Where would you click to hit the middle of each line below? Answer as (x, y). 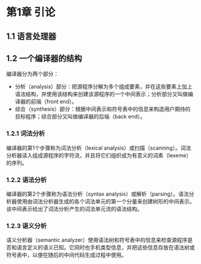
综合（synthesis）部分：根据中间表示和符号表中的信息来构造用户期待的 (103, 109)
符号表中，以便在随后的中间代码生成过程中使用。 (66, 255)
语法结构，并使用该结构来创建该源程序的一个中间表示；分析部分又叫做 (101, 94)
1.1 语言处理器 (31, 36)
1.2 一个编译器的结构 (44, 58)
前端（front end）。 (54, 102)
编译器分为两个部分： (32, 74)
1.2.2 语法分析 (26, 180)
